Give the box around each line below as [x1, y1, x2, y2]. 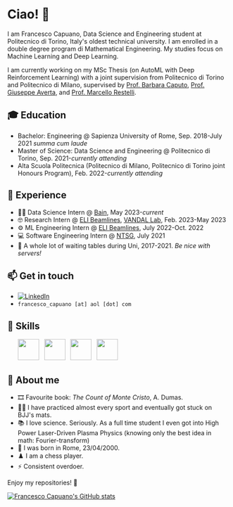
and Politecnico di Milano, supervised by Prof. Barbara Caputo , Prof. [7, 80, 205, 89]
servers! [17, 249, 42, 257]
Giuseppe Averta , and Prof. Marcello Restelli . [7, 88, 137, 96]
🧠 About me [7, 374, 60, 386]
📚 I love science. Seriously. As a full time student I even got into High [17, 418, 220, 427]
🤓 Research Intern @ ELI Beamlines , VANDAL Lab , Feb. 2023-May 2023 [17, 215, 227, 224]
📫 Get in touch [7, 270, 75, 282]
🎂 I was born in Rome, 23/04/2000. [17, 444, 120, 452]
